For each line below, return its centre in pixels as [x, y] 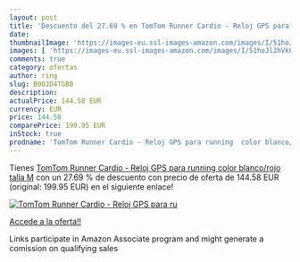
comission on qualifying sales [64, 248]
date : [19, 34]
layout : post [33, 17]
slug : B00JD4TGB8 [42, 84]
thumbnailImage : [39, 42]
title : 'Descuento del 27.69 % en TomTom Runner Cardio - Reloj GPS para [150, 26]
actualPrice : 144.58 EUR [55, 101]
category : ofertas [43, 68]
